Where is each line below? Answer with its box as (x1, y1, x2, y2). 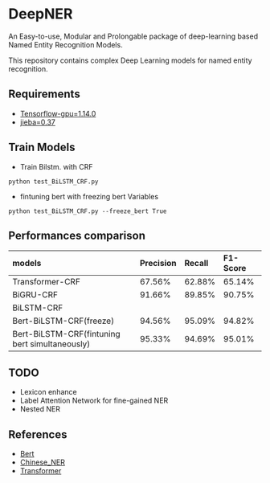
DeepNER (8, 5, 73, 23)
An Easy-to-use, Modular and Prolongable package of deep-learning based (8, 31, 259, 41)
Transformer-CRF (12, 276, 80, 288)
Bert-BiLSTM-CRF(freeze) (12, 315, 115, 326)
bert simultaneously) (12, 338, 91, 350)
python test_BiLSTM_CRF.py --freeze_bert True (8, 207, 167, 215)
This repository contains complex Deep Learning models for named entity (8, 55, 252, 65)
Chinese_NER (19, 457, 66, 467)
